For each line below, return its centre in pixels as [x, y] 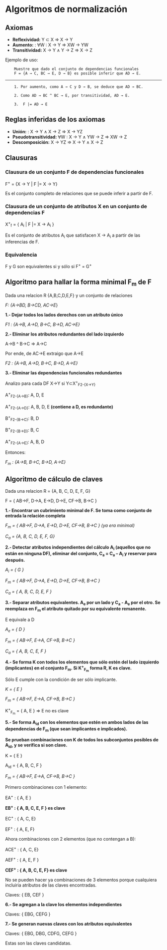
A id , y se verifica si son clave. [36, 746]
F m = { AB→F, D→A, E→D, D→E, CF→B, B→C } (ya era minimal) [70, 526]
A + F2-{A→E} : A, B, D [25, 442]
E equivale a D [20, 620]
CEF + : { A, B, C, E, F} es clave [36, 870]
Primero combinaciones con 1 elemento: [46, 787]
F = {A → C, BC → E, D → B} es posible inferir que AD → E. [78, 73]
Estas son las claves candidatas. [38, 943]
